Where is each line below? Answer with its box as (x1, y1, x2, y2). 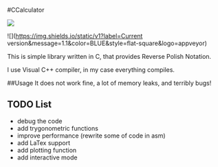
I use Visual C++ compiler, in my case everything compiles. (7, 66, 175, 74)
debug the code (17, 116, 63, 125)
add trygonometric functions (17, 124, 98, 132)
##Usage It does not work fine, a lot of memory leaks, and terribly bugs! (7, 79, 212, 87)
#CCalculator (7, 6, 45, 14)
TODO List (7, 99, 52, 110)
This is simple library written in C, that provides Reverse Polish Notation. (7, 53, 212, 60)
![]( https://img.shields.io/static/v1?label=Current (7, 32, 143, 40)
